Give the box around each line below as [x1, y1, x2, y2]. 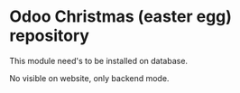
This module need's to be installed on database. [9, 55, 188, 66]
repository [9, 25, 90, 46]
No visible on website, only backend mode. [9, 72, 170, 83]
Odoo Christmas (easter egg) [9, 6, 233, 27]
